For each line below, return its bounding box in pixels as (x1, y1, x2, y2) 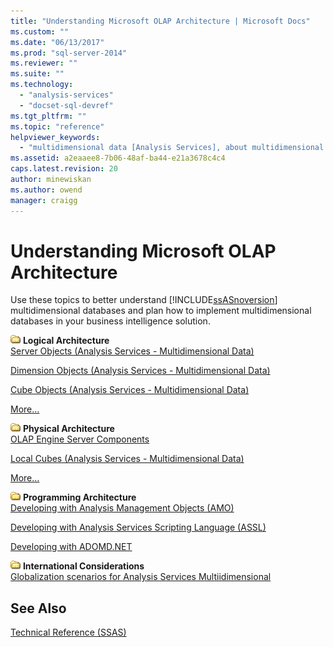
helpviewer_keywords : (10, 132, 101, 142)
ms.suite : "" (10, 69, 65, 79)
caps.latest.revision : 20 (10, 164, 118, 174)
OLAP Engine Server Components (10, 433, 150, 445)
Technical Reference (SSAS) (10, 626, 127, 639)
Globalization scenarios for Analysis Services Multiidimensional (10, 571, 272, 583)
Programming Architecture (22, 491, 137, 504)
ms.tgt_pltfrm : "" (10, 111, 87, 121)
